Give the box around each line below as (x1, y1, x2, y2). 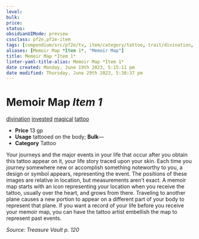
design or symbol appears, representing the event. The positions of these (6, 170, 187, 177)
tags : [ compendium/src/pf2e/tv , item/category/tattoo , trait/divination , (6, 42, 194, 48)
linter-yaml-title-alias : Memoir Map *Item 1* (6, 59, 124, 65)
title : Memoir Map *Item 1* (6, 53, 76, 59)
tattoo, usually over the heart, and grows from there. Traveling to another (6, 189, 186, 197)
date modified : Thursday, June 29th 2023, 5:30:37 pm (6, 70, 143, 76)
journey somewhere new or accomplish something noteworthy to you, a (6, 164, 183, 171)
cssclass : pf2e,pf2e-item (6, 36, 71, 42)
